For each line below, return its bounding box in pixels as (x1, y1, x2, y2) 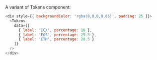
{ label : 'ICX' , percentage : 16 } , (18, 27, 92, 33)
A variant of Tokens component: (5, 4, 71, 10)
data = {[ (14, 23, 30, 28)
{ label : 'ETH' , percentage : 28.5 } (18, 37, 94, 42)
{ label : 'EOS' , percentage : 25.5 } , (18, 32, 97, 37)
